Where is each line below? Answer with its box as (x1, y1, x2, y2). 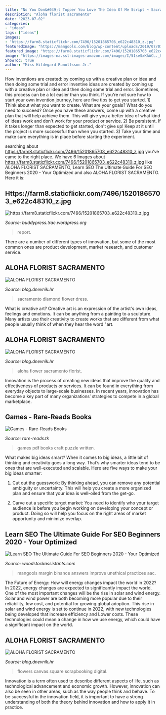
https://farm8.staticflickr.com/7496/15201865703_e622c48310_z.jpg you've (5, 149, 159, 155)
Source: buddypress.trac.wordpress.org (5, 220, 87, 225)
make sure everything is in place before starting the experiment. (5, 134, 136, 140)
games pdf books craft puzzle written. (17, 445, 95, 451)
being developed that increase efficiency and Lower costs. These (5, 611, 138, 617)
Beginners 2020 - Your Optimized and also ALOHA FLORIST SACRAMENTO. (5, 170, 160, 176)
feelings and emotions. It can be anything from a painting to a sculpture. (5, 311, 152, 316)
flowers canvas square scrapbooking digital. (17, 669, 108, 674)
